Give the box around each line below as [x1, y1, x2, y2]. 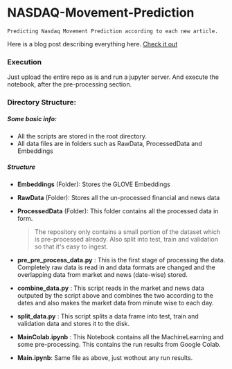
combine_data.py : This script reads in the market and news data [17, 284, 204, 292]
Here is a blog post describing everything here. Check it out [7, 39, 178, 48]
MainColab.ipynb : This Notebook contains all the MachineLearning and [17, 333, 224, 341]
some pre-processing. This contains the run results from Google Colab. [17, 341, 222, 349]
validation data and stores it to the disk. [17, 320, 130, 328]
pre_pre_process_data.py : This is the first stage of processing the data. [17, 256, 226, 264]
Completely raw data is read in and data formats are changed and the [17, 263, 216, 271]
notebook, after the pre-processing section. [7, 80, 132, 89]
